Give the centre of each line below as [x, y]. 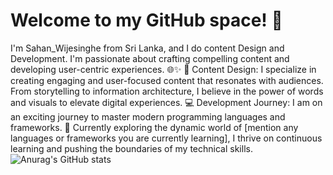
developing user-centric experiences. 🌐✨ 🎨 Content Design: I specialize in [163, 69]
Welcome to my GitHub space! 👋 [146, 20]
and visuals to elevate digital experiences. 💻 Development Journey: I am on [166, 102]
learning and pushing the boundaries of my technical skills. [131, 148]
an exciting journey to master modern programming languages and [148, 116]
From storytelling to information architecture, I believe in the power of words [167, 91]
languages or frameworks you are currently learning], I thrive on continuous [166, 138]
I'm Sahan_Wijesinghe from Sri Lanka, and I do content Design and [147, 48]
